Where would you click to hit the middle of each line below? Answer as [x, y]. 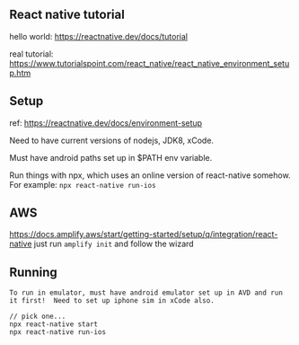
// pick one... [38, 317]
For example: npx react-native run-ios [83, 184]
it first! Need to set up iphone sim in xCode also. [112, 301]
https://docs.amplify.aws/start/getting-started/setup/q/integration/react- [144, 234]
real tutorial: [31, 54]
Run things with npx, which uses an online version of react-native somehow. [150, 175]
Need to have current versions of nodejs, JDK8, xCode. [111, 140]
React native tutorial [67, 15]
